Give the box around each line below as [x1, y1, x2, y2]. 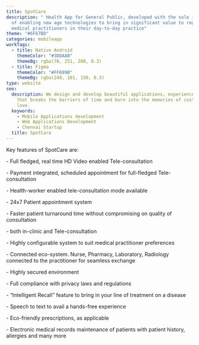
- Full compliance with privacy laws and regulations [6, 280, 131, 287]
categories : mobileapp [6, 36, 62, 42]
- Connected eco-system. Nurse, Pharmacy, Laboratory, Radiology [6, 250, 169, 258]
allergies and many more [6, 332, 66, 339]
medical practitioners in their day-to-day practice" [11, 25, 147, 31]
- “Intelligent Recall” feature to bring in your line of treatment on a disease [6, 291, 187, 298]
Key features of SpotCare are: [6, 146, 79, 153]
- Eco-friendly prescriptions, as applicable [6, 314, 110, 321]
